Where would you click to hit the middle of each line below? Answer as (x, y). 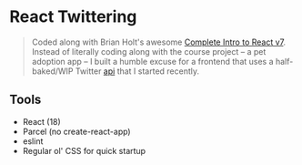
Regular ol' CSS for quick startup (84, 150)
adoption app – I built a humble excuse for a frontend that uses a (153, 61)
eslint (33, 141)
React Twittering (73, 17)
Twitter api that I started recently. (137, 71)
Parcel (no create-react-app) (76, 131)
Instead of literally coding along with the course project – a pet (149, 51)
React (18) (41, 121)
